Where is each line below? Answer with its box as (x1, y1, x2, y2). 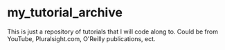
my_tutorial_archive (7, 5, 123, 21)
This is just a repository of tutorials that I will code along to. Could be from (7, 27, 218, 36)
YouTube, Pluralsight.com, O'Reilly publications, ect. (7, 34, 156, 42)
